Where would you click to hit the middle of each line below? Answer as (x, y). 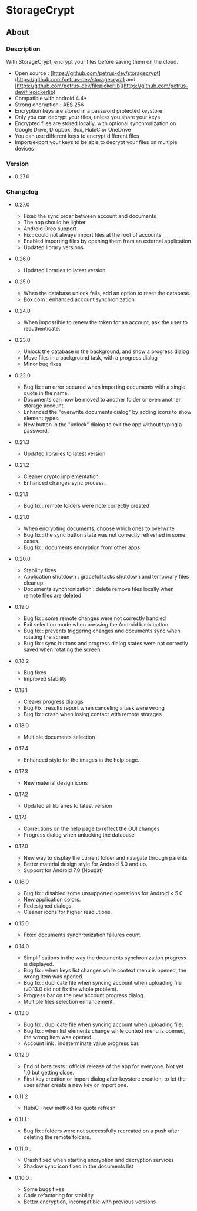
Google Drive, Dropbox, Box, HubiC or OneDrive (73, 129)
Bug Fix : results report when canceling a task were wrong (94, 708)
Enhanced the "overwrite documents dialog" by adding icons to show (107, 412)
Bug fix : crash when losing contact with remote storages (93, 714)
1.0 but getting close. (49, 1073)
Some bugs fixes (44, 1189)
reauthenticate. (42, 329)
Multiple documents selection (59, 737)
